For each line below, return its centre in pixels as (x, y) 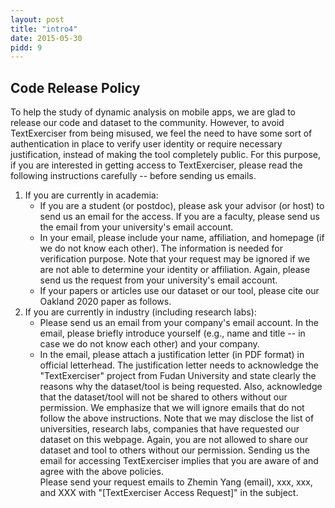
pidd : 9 (26, 47)
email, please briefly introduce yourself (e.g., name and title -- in (172, 333)
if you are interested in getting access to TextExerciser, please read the (156, 165)
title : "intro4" (44, 29)
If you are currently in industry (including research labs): (140, 312)
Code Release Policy (75, 87)
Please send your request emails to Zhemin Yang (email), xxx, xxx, (176, 482)
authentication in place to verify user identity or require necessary (146, 144)
